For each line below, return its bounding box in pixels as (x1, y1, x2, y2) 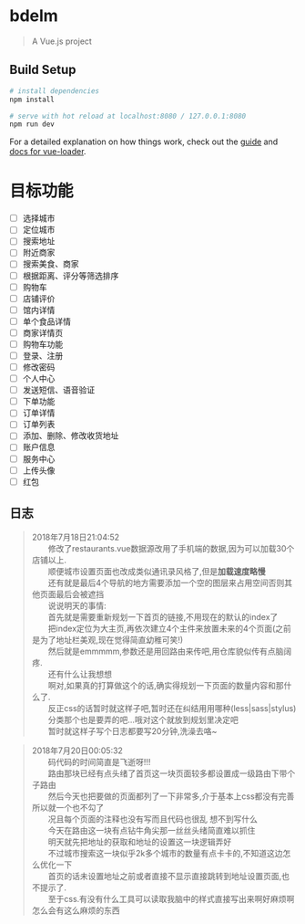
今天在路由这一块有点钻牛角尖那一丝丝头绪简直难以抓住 (47, 824, 256, 835)
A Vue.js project (31, 36, 93, 47)
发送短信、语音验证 (22, 384, 96, 395)
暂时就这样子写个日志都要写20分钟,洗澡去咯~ (47, 725, 218, 736)
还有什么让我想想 (47, 668, 112, 679)
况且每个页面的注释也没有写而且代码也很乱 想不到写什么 (47, 814, 258, 824)
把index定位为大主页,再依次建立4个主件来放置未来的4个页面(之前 (47, 623, 291, 634)
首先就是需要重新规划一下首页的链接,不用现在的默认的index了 (47, 611, 279, 622)
